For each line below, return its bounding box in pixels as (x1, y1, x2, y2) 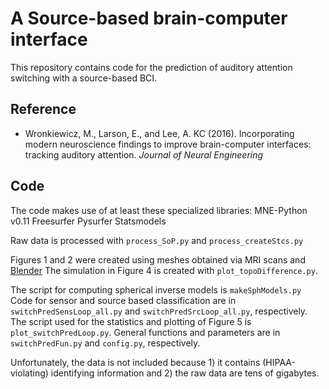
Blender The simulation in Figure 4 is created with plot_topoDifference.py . (10, 264, 318, 276)
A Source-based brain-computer (10, 7, 288, 30)
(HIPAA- (262, 356, 296, 368)
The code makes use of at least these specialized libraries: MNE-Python (10, 204, 308, 216)
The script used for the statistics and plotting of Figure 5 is (10, 315, 252, 327)
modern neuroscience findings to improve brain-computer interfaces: (24, 138, 312, 150)
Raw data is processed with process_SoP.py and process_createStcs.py (10, 234, 304, 246)
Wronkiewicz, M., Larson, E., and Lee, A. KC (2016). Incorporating (24, 127, 295, 139)
